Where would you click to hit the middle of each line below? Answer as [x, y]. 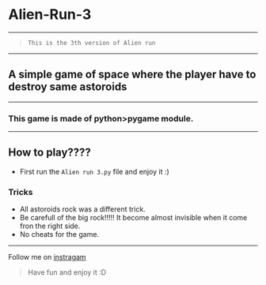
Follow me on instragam [47, 257]
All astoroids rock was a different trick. [83, 209]
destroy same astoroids [68, 87]
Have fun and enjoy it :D [67, 272]
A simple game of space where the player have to [132, 75]
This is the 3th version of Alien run [91, 43]
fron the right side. [50, 226]
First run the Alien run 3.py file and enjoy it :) [95, 171]
